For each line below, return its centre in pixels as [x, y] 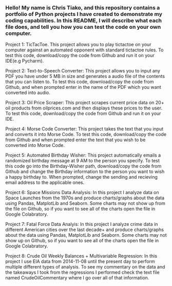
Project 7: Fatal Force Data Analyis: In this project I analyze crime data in [82, 224]
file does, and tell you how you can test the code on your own [83, 27]
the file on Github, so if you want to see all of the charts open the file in [80, 209]
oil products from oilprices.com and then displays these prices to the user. [84, 108]
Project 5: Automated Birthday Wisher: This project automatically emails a [83, 155]
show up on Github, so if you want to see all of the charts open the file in [82, 241]
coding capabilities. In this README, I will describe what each [84, 21]
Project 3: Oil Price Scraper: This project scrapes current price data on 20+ [85, 103]
